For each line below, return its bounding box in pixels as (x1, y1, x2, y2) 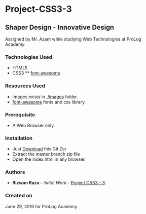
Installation (5, 135, 33, 142)
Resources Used (5, 82, 45, 89)
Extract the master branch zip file (12, 151, 80, 157)
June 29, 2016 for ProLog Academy (5, 203, 77, 209)
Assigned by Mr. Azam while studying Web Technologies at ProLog (5, 36, 142, 42)
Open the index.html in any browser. (12, 156, 86, 162)
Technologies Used (5, 53, 53, 60)
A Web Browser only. (12, 122, 55, 128)
